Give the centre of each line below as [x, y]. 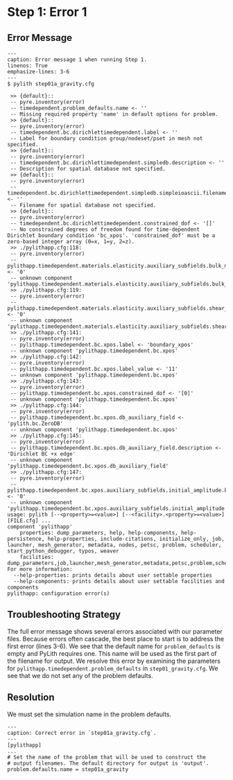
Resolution [31, 697]
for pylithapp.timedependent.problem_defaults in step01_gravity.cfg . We [113, 668]
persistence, [26, 539]
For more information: [40, 569]
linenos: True [28, 66]
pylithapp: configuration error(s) [59, 593]
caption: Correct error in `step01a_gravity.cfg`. [82, 733]
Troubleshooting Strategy [64, 615]
